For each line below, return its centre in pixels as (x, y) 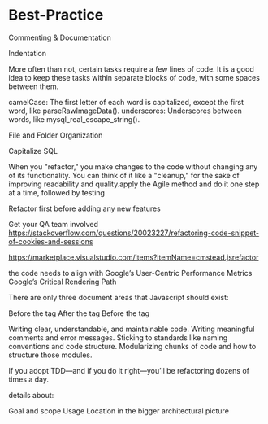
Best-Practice (56, 15)
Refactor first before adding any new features (84, 208)
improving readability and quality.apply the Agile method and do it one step (134, 184)
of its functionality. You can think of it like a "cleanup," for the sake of (124, 175)
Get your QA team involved (54, 224)
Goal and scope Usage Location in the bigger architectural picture (119, 411)
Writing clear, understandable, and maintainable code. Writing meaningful (132, 329)
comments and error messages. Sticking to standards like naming (118, 337)
